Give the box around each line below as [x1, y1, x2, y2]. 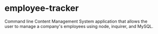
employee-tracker [4, 3, 79, 14]
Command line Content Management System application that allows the [4, 18, 148, 24]
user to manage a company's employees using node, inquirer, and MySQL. [4, 23, 154, 29]
